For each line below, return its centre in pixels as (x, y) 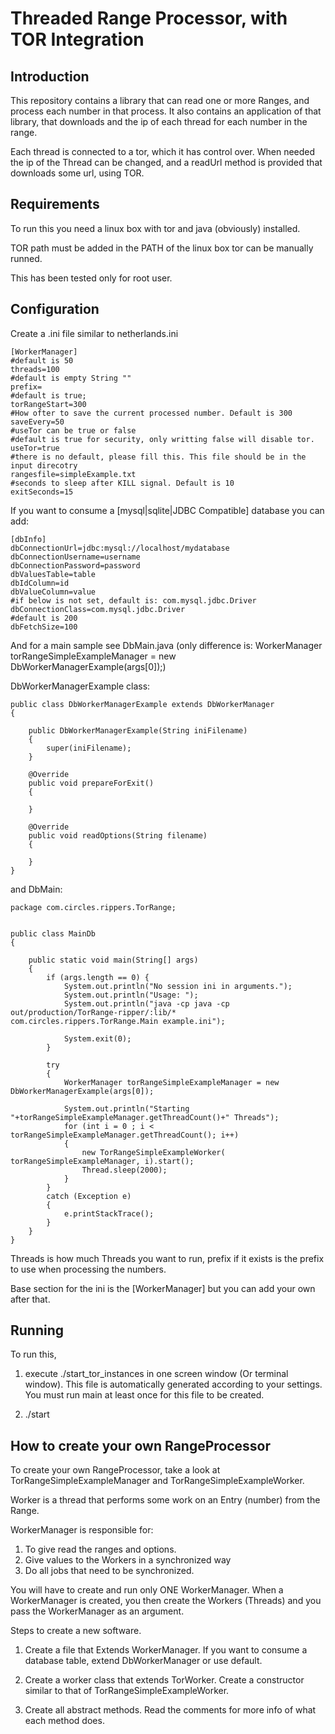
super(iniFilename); (89, 748)
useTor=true (35, 448)
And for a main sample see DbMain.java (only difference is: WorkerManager (166, 645)
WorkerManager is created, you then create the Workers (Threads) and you (166, 1601)
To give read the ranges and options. (100, 1549)
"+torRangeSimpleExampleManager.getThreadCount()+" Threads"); (145, 1117)
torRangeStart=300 (48, 404)
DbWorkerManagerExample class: (80, 686)
